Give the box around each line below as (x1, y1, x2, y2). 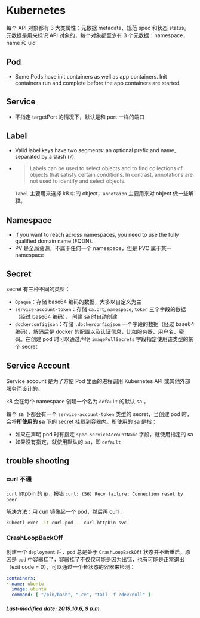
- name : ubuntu (6, 581, 44, 587)
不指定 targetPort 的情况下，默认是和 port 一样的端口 (14, 113, 145, 120)
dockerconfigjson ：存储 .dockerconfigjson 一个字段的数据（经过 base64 (14, 321, 195, 327)
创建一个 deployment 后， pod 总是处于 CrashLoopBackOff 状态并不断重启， (6, 548, 186, 555)
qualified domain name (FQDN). (14, 237, 93, 245)
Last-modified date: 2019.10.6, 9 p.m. (6, 605, 101, 612)
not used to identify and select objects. (29, 177, 126, 185)
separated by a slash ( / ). (14, 153, 76, 161)
